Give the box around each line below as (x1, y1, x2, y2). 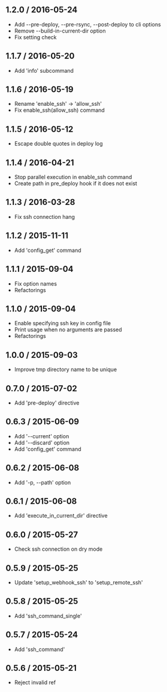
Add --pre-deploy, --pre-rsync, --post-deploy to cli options (14, 20, 161, 28)
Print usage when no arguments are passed (14, 326, 122, 333)
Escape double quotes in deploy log (14, 140, 103, 147)
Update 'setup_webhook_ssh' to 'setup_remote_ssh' (14, 579, 143, 586)
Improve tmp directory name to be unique (14, 366, 117, 373)
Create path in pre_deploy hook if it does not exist (14, 180, 138, 187)
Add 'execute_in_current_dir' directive (14, 512, 108, 519)
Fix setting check (14, 33, 57, 41)
